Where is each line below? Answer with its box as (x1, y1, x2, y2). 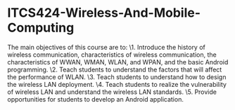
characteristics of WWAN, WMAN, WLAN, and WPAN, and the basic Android (7, 57, 229, 66)
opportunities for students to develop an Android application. (7, 95, 184, 103)
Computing (7, 20, 75, 36)
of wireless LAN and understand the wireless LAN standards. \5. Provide (7, 88, 217, 96)
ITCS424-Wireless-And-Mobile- (7, 5, 201, 21)
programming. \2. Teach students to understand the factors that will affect (7, 65, 222, 74)
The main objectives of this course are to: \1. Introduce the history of (7, 43, 205, 51)
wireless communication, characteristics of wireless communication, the (7, 50, 217, 59)
